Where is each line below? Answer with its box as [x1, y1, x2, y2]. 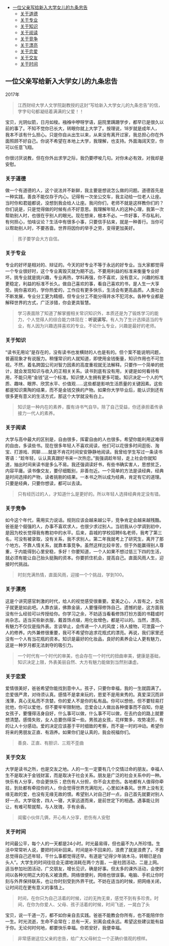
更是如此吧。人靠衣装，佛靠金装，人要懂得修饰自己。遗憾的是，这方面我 [14, 604, 164, 610]
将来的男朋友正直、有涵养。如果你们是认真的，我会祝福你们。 [5, 729, 133, 735]
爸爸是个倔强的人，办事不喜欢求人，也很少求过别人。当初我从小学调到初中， [5, 524, 164, 530]
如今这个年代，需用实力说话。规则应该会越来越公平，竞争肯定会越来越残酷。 [5, 517, 164, 523]
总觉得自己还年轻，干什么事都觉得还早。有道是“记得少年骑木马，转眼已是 [5, 853, 157, 859]
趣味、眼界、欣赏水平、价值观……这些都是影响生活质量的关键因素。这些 [14, 380, 163, 386]
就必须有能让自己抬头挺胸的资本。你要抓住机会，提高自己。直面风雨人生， [5, 555, 159, 561]
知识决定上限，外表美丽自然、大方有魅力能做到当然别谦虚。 [17, 659, 141, 665]
